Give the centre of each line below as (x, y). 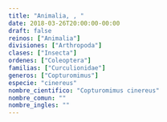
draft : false (30, 31)
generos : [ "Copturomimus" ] (53, 75)
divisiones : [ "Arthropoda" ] (55, 46)
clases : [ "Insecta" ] (43, 53)
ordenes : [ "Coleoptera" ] (50, 61)
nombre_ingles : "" (39, 105)
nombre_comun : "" (37, 98)
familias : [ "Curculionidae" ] (57, 68)
